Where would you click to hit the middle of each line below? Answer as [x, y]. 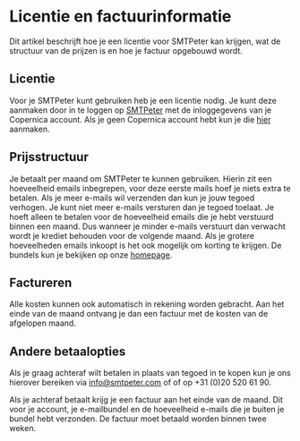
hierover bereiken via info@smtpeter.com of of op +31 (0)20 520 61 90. [140, 383]
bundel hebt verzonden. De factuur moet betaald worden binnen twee [138, 419]
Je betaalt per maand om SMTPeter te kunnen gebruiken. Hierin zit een [141, 178]
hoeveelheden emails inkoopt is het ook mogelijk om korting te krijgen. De [146, 245]
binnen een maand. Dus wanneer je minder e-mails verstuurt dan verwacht [148, 226]
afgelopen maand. [43, 323]
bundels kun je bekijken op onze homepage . [91, 254]
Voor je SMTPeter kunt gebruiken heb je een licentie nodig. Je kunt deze [143, 100]
